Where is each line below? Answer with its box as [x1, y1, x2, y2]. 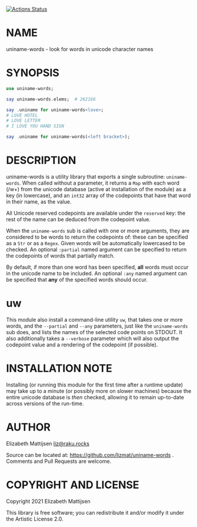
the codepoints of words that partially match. [6, 252, 115, 259]
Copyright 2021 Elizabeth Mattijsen [6, 498, 91, 505]
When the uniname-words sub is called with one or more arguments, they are [6, 227, 190, 234]
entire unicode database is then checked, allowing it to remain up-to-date [6, 393, 184, 401]
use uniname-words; [6, 85, 54, 91]
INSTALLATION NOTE [6, 362, 113, 375]
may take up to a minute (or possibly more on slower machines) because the [6, 387, 192, 394]
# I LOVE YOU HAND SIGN [6, 124, 65, 129]
